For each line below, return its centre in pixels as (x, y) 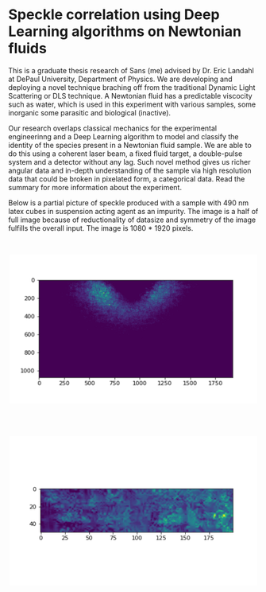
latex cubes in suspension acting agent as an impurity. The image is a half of (133, 211)
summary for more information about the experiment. (95, 187)
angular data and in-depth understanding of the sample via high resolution (130, 170)
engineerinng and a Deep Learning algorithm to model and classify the (123, 136)
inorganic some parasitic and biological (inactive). (90, 112)
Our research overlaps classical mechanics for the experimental (112, 128)
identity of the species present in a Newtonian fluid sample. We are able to (130, 145)
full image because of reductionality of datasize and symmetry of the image (132, 220)
